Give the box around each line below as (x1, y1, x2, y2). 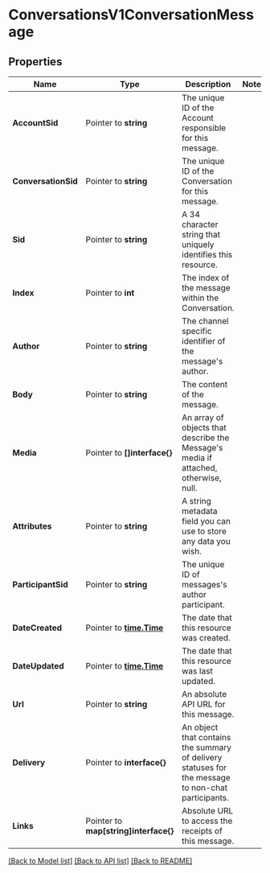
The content (182, 379, 227, 389)
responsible (182, 122, 227, 134)
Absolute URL (182, 805, 234, 816)
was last (182, 665, 213, 677)
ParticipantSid (12, 579, 68, 590)
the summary (182, 742, 231, 753)
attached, (182, 463, 218, 473)
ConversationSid (12, 175, 78, 187)
